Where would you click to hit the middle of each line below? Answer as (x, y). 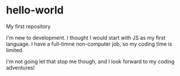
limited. (15, 50)
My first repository (28, 26)
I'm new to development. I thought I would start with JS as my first (86, 37)
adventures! (20, 67)
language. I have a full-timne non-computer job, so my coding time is (89, 44)
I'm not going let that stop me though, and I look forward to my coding (90, 61)
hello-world (35, 10)
